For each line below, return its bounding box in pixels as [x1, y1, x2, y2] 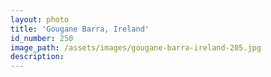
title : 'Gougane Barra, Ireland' [10, 24, 150, 34]
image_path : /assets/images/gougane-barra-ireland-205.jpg [10, 42, 262, 53]
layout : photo [10, 14, 70, 25]
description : [10, 52, 65, 62]
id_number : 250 [10, 33, 74, 43]
